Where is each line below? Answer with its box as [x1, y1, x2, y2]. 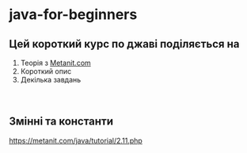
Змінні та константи [9, 115, 114, 128]
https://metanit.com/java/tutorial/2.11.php [9, 136, 143, 145]
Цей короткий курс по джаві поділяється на [9, 37, 240, 51]
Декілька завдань [20, 75, 82, 84]
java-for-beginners [9, 6, 138, 24]
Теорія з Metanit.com [20, 58, 92, 67]
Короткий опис [20, 67, 72, 76]
